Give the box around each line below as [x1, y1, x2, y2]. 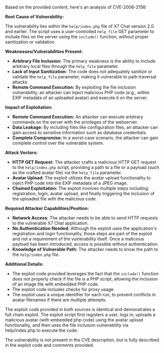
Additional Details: [5, 261, 44, 267]
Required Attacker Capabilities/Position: [5, 206, 89, 211]
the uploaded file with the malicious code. [12, 196, 97, 202]
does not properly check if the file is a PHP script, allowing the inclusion [12, 276, 158, 282]
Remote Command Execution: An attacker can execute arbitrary [12, 114, 143, 120]
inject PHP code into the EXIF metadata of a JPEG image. [12, 180, 128, 186]
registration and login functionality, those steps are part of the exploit [12, 231, 152, 236]
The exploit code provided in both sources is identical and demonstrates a [5, 307, 156, 312]
